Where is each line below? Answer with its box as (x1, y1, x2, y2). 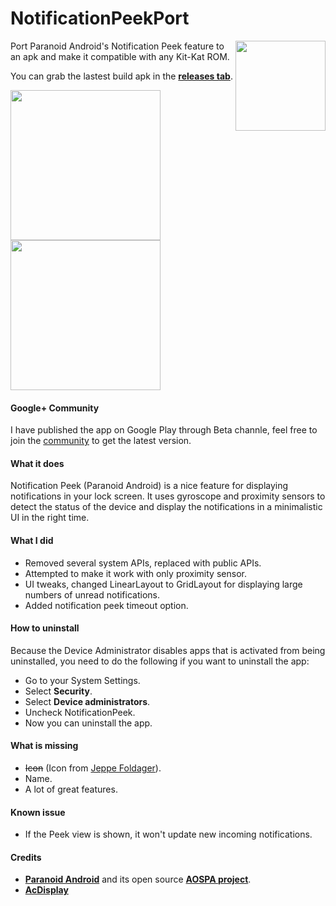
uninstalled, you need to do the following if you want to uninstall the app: (10, 655, 310, 667)
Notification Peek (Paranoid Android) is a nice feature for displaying (10, 480, 289, 492)
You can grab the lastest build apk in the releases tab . (10, 70, 233, 82)
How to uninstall (10, 622, 80, 634)
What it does (10, 457, 65, 469)
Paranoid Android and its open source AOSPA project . (24, 873, 252, 886)
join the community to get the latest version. (10, 435, 192, 447)
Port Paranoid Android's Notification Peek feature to (10, 40, 225, 52)
